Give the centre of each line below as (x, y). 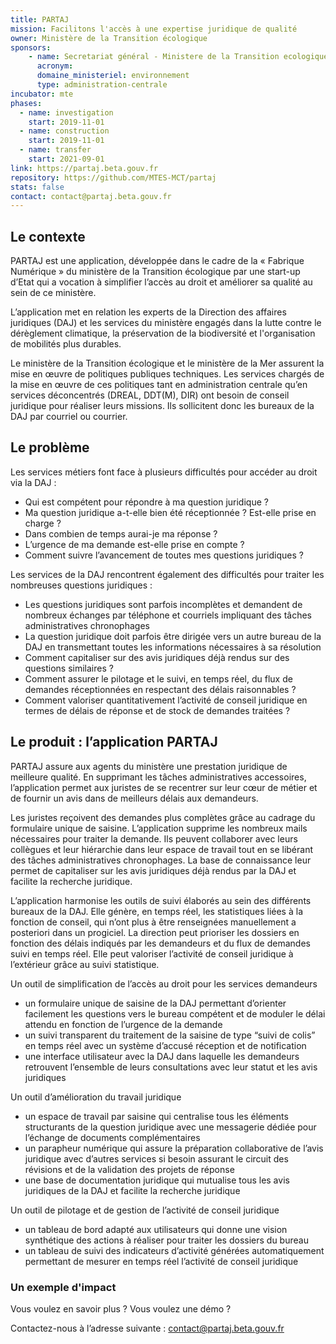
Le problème (50, 447)
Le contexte (48, 236)
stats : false (37, 187)
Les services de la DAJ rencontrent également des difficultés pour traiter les (167, 574)
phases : (26, 103)
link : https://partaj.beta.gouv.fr (84, 168)
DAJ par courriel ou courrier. (69, 417)
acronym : (55, 66)
